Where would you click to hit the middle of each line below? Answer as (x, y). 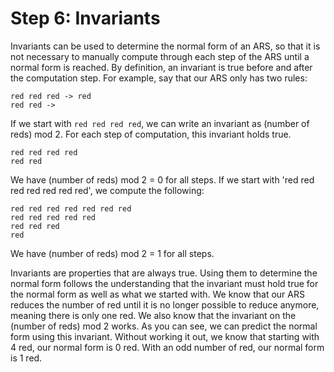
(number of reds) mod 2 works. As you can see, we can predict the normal (164, 326)
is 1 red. (26, 358)
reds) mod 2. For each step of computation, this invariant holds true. (151, 134)
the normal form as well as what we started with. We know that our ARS (157, 294)
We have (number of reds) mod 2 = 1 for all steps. (112, 253)
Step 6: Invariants (85, 18)
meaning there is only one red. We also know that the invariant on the (153, 315)
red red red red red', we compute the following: (107, 190)
